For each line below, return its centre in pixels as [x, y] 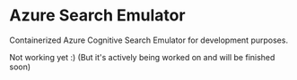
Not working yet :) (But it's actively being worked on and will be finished [142, 57]
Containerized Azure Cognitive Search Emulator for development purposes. [149, 40]
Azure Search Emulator [97, 16]
